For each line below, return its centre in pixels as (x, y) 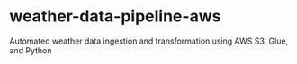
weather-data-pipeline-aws (115, 16)
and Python (31, 50)
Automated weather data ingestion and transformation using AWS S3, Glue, (149, 41)
